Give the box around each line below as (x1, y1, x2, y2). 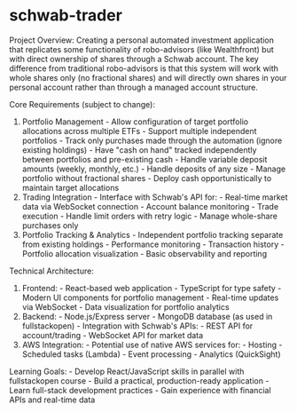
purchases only (21, 219, 79, 231)
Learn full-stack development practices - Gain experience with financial (9, 384, 272, 395)
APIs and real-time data (9, 394, 96, 405)
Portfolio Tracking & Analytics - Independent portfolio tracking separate (21, 229, 284, 240)
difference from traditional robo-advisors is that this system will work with (9, 63, 279, 74)
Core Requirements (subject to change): (9, 99, 155, 109)
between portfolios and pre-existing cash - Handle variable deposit (21, 154, 268, 164)
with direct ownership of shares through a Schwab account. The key (9, 53, 259, 64)
